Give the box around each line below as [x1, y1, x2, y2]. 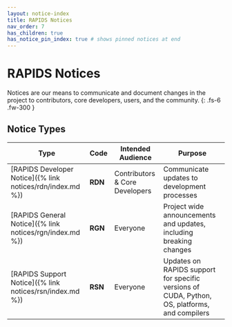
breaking [163, 236, 192, 246]
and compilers [163, 308, 210, 317]
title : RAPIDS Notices [7, 17, 72, 24]
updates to [163, 173, 198, 182]
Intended [120, 143, 151, 153]
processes [163, 190, 198, 200]
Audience [119, 152, 152, 162]
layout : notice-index [7, 10, 70, 17]
